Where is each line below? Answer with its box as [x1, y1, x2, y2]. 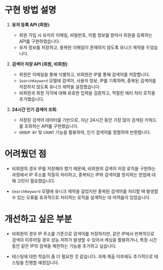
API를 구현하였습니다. [19, 38, 60, 44]
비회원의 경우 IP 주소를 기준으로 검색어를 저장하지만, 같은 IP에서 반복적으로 [11, 231, 155, 237]
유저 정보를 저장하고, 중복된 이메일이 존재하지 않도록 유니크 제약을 [19, 44, 145, 50]
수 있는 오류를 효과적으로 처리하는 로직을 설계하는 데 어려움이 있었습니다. [11, 194, 151, 200]
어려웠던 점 [4, 149, 47, 160]
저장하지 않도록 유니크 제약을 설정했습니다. [19, 84, 101, 90]
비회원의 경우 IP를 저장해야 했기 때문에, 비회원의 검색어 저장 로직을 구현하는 [11, 165, 156, 171]
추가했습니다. [19, 96, 45, 102]
